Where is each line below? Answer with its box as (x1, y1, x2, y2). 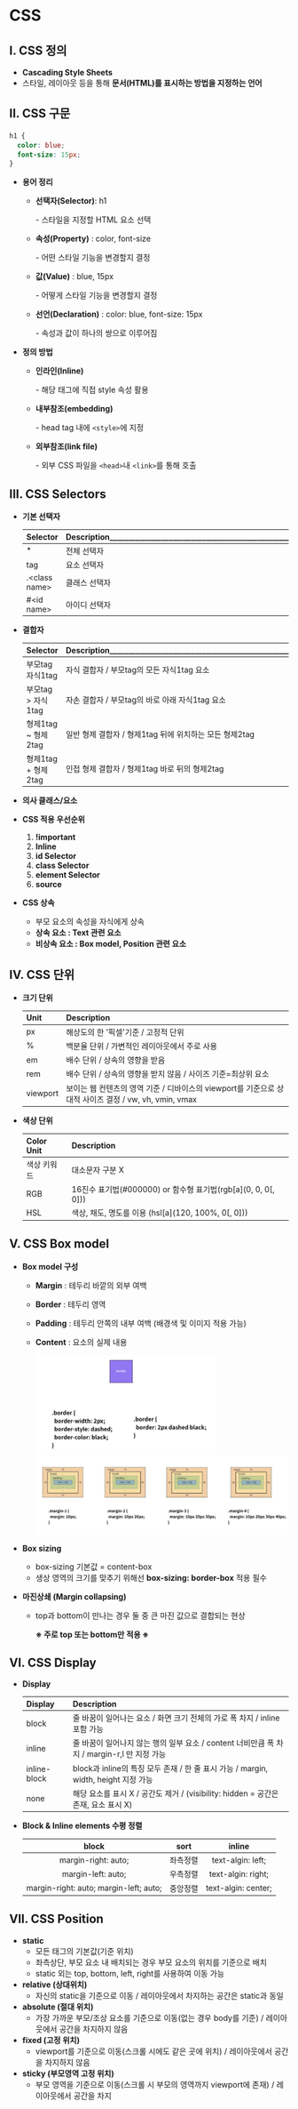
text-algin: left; (211, 1855, 266, 1865)
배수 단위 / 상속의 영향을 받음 (66, 1054, 166, 1065)
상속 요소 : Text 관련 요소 (35, 927, 122, 938)
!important (35, 832, 76, 843)
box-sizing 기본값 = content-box (35, 1561, 153, 1572)
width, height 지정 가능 (72, 1774, 153, 1784)
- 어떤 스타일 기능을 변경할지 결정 (35, 253, 151, 263)
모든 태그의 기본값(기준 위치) (35, 1945, 135, 1956)
